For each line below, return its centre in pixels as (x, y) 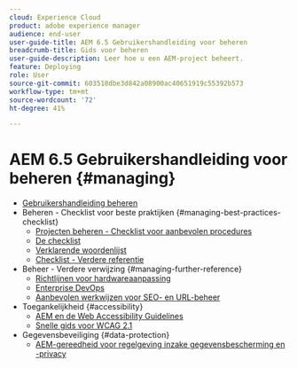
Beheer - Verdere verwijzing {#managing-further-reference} (132, 269)
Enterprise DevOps (70, 288)
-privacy (51, 354)
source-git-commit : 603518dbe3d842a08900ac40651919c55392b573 (126, 83)
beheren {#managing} (93, 179)
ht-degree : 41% (37, 108)
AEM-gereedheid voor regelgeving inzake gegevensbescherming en (160, 345)
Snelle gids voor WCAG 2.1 (84, 325)
